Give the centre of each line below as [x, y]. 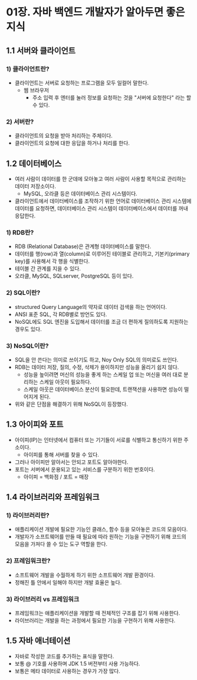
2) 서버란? [20, 122]
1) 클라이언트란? [28, 69]
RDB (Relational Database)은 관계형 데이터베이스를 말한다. [83, 246]
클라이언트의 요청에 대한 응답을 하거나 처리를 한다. [72, 143]
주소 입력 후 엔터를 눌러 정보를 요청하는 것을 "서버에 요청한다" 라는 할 [112, 97]
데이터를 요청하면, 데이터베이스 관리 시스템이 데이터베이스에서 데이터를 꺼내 [101, 208]
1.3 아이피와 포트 [35, 424]
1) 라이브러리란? [28, 515]
